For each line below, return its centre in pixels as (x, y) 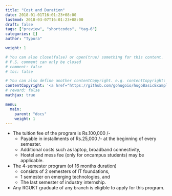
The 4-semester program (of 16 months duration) (64, 166)
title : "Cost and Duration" (35, 10)
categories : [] (21, 34)
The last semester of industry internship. (63, 182)
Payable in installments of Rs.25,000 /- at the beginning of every (88, 139)
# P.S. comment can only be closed (43, 62)
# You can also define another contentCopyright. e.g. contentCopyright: (86, 81)
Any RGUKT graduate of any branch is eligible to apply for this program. (89, 188)
